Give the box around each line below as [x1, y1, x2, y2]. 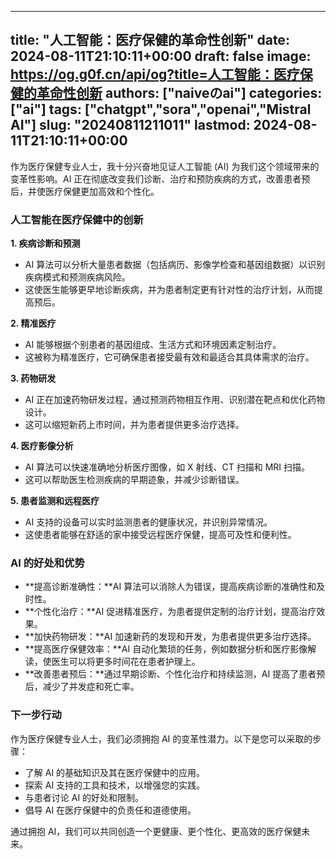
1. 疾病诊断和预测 [10, 237, 81, 250]
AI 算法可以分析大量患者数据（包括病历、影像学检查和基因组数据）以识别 [24, 259, 326, 271]
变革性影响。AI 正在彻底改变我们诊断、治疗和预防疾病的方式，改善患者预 [10, 172, 311, 185]
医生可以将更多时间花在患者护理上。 [51, 656, 201, 668]
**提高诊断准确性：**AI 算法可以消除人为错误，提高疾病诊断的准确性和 [24, 581, 317, 593]
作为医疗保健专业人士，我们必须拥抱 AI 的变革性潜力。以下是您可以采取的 [10, 732, 313, 745]
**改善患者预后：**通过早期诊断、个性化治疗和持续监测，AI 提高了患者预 [24, 668, 326, 680]
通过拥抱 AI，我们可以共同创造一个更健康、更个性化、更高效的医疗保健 [10, 825, 302, 837]
